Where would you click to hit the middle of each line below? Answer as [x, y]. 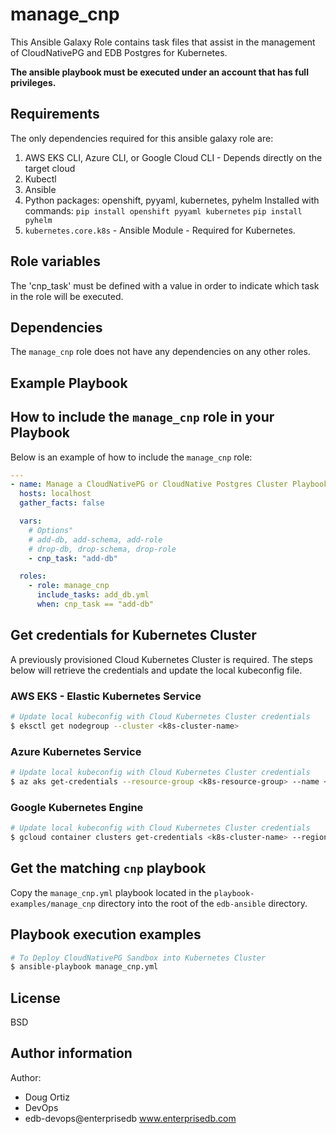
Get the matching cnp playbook [108, 868]
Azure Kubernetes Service [76, 751]
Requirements [55, 114]
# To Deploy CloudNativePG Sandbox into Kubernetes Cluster [138, 958]
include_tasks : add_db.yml [93, 595]
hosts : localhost [55, 494]
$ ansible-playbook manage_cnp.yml [84, 967]
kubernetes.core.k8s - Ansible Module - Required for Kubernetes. [160, 230]
